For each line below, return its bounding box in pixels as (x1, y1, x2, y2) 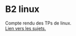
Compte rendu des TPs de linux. (5, 20, 71, 26)
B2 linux (5, 3, 40, 15)
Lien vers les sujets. (5, 25, 46, 31)
